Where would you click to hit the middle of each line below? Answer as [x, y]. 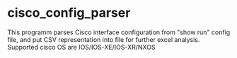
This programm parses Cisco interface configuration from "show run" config [119, 32]
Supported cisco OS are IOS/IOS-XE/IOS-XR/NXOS [81, 47]
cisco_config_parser [69, 13]
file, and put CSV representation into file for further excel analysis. [104, 39]
